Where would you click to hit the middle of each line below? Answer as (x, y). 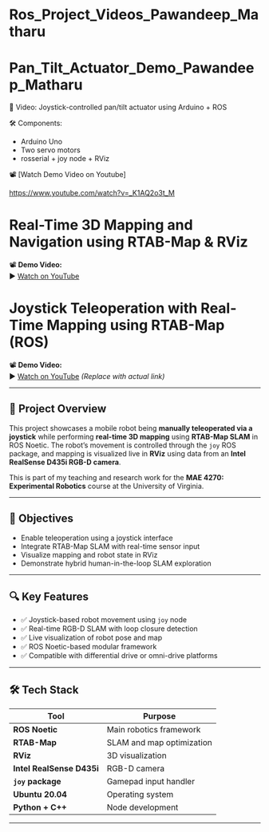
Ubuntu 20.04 (40, 795)
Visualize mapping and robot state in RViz (89, 554)
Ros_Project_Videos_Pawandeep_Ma (134, 15)
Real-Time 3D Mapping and (101, 225)
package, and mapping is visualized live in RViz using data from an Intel (128, 453)
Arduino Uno (42, 142)
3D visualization (136, 755)
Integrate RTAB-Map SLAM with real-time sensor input (110, 546)
